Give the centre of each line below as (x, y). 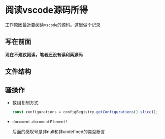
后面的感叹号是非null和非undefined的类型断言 (58, 132)
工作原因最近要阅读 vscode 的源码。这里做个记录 (53, 25)
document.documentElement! (40, 122)
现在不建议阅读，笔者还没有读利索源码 (44, 54)
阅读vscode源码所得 (47, 10)
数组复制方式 (25, 103)
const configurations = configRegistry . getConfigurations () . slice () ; (85, 112)
